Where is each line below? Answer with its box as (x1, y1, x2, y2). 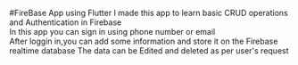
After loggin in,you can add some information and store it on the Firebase (9, 36, 278, 46)
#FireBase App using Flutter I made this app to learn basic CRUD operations (9, 8, 288, 18)
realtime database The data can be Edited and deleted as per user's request (9, 45, 289, 56)
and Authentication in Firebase (9, 17, 122, 28)
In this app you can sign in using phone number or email (9, 27, 216, 37)
